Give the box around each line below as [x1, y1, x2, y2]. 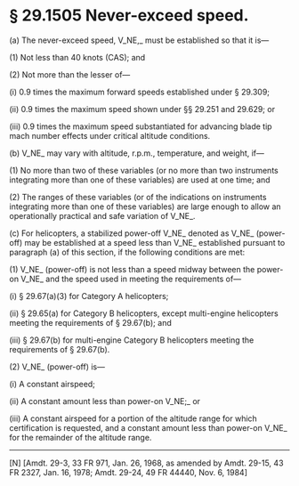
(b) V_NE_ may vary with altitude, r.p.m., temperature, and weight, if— [9, 148, 265, 158]
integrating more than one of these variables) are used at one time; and [9, 174, 271, 185]
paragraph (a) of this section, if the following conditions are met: [9, 247, 246, 257]
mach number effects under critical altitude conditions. [9, 130, 211, 141]
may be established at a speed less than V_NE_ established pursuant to [24, 237, 286, 247]
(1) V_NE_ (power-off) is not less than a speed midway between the [9, 263, 255, 274]
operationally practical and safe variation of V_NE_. [9, 210, 196, 221]
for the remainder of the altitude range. [9, 432, 152, 442]
